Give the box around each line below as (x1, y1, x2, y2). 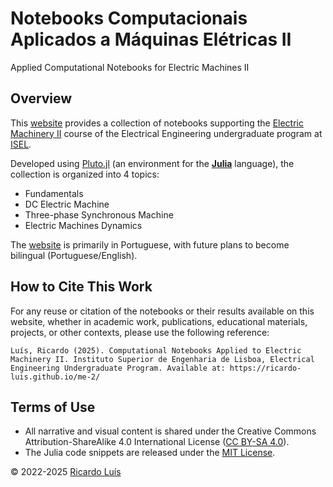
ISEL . (10, 138, 32, 150)
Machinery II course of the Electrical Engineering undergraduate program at (10, 127, 323, 139)
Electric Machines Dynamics (24, 219, 143, 231)
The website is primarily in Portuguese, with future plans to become (10, 238, 290, 251)
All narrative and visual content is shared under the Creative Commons (24, 425, 317, 437)
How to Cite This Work (10, 278, 153, 296)
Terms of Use (10, 398, 96, 416)
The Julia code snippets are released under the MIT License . (24, 447, 276, 459)
